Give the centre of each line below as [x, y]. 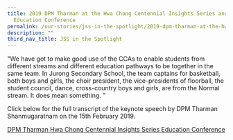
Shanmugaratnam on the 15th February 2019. [71, 116]
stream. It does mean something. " [57, 96]
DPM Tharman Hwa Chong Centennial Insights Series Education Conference [116, 130]
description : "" [31, 33]
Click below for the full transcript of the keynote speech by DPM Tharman [113, 109]
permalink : [23, 26]
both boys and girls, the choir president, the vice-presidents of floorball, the [115, 81]
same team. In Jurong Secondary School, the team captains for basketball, [114, 74]
